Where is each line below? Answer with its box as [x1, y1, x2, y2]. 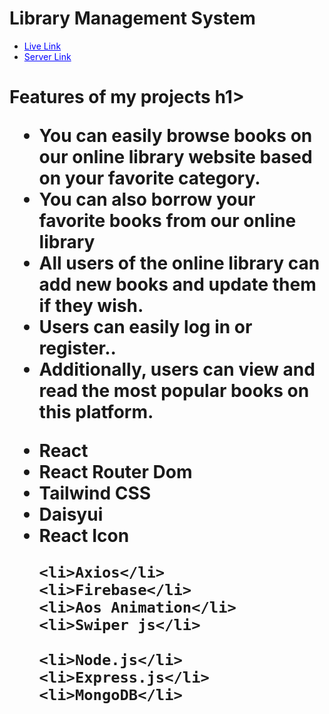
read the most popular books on [38, 380, 310, 402]
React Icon [38, 525, 130, 547]
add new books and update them [38, 273, 317, 296]
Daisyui [38, 503, 104, 526]
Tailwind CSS [38, 482, 152, 505]
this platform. [38, 401, 154, 424]
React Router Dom [38, 461, 193, 484]
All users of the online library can [38, 252, 321, 275]
